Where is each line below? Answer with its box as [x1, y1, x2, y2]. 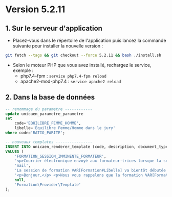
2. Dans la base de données [5, 93, 95, 102]
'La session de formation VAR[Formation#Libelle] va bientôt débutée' [14, 168, 168, 173]
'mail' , [14, 163, 31, 168]
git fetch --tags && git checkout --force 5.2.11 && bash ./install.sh [5, 53, 161, 58]
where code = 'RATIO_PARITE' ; [5, 130, 66, 136]
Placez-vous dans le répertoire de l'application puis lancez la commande [12, 37, 166, 43]
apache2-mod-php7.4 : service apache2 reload [20, 78, 121, 84]
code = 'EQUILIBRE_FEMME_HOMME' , [14, 121, 81, 126]
